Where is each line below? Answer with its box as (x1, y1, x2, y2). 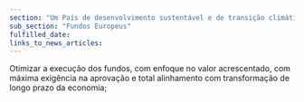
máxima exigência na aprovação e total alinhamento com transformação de (9, 73, 290, 84)
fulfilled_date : (9, 30, 71, 39)
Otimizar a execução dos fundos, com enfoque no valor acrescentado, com (9, 63, 291, 74)
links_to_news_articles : (9, 38, 103, 48)
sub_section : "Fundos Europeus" (9, 22, 131, 31)
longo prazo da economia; (9, 82, 107, 93)
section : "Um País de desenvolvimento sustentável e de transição (9, 13, 265, 23)
